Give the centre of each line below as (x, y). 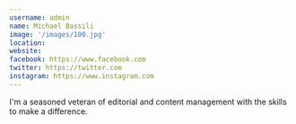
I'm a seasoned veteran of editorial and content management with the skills (148, 102)
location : (28, 43)
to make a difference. (48, 111)
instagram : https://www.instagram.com (82, 76)
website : (26, 51)
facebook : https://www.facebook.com (78, 59)
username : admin (39, 18)
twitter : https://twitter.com (66, 68)
